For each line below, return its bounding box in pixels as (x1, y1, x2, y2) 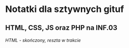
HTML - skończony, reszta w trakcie (5, 37, 81, 43)
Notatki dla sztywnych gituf (5, 3, 124, 15)
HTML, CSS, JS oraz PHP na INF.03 (5, 23, 117, 32)
